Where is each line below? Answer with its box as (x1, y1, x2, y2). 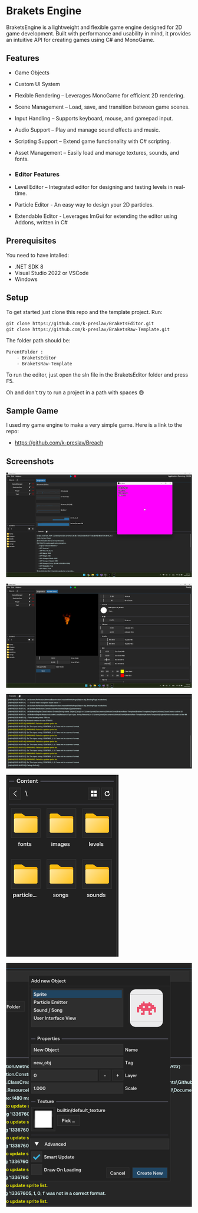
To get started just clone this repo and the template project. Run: (6, 308, 163, 315)
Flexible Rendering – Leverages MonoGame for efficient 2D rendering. (14, 91, 185, 99)
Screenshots (6, 456, 54, 466)
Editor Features (14, 170, 60, 178)
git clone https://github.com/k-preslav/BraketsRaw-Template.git (6, 326, 170, 332)
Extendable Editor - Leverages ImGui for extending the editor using (14, 212, 177, 220)
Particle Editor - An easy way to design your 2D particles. (14, 201, 154, 208)
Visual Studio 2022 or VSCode (14, 269, 89, 276)
